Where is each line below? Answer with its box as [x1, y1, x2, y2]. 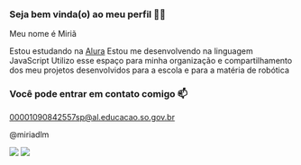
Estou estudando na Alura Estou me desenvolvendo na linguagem [9, 46, 254, 56]
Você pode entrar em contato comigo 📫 [9, 88, 187, 100]
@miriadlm [9, 129, 50, 140]
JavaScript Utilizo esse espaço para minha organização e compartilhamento [9, 56, 293, 66]
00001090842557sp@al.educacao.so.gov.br [9, 111, 176, 122]
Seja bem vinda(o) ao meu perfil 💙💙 [9, 8, 167, 21]
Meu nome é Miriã [9, 29, 77, 39]
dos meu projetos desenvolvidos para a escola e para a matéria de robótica [9, 65, 290, 75]
